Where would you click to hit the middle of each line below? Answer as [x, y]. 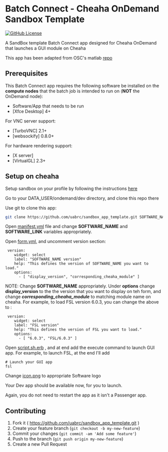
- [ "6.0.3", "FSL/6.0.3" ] [48, 338]
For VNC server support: [30, 121]
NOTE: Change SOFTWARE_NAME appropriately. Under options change [80, 286]
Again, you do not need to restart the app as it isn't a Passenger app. [76, 395]
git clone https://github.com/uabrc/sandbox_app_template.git [71, 217]
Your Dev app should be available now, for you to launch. [64, 385]
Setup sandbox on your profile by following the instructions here [71, 188]
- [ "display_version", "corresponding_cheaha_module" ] [79, 277]
